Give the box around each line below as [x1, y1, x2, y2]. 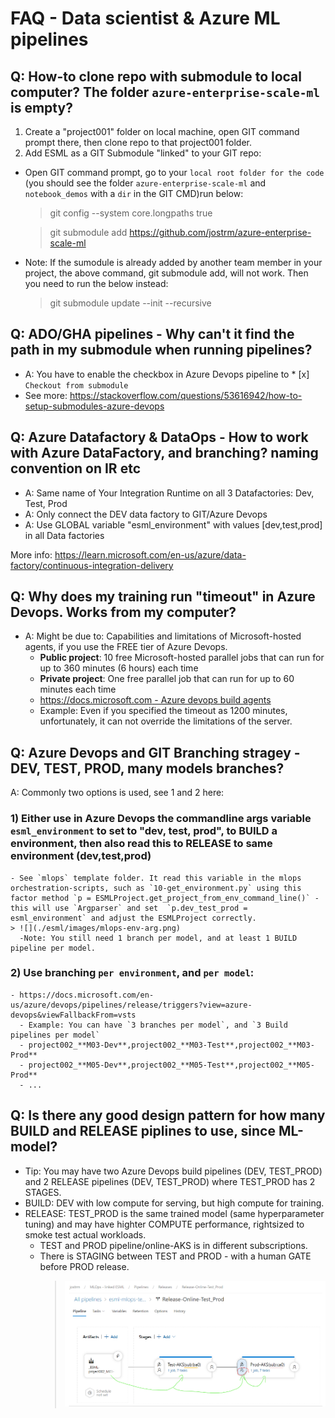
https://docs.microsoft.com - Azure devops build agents [39, 694, 272, 706]
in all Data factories [24, 529, 105, 541]
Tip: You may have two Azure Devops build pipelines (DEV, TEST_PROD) [24, 1165, 323, 1177]
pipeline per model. [10, 943, 97, 953]
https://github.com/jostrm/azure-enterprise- [129, 227, 312, 238]
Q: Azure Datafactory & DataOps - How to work [10, 429, 309, 446]
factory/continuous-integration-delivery [10, 559, 174, 571]
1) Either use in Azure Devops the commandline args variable [10, 812, 312, 826]
